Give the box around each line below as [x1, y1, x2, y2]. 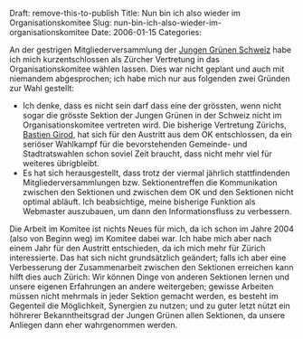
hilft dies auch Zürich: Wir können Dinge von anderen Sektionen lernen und [9, 271, 289, 282]
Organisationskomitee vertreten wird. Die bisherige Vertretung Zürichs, [22, 119, 287, 130]
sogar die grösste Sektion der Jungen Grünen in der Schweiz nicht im [22, 110, 282, 120]
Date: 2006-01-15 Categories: [90, 27, 202, 37]
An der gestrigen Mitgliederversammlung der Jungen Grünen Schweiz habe [9, 44, 292, 55]
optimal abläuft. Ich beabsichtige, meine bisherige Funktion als [22, 196, 256, 207]
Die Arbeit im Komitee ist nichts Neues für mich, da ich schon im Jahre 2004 [9, 223, 294, 234]
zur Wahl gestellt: [9, 83, 75, 93]
